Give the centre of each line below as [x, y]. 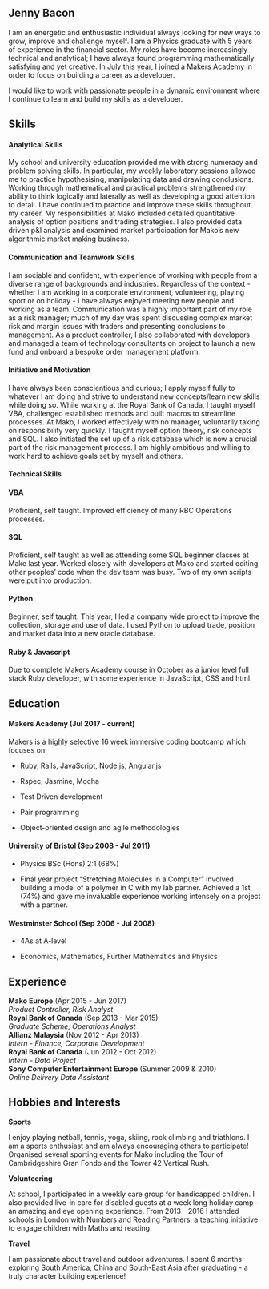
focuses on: [28, 750]
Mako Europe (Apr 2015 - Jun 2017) [67, 1001]
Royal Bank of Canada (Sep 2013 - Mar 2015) [83, 1018]
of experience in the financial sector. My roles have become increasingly [128, 49]
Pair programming [50, 812]
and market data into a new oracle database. [82, 634]
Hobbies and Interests [65, 1103]
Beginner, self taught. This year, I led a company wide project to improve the [134, 616]
